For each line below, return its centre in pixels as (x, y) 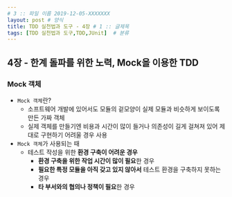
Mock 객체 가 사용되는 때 (48, 143)
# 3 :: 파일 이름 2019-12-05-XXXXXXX (59, 13)
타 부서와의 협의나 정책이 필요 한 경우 (86, 187)
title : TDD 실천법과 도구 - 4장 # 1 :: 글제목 (68, 26)
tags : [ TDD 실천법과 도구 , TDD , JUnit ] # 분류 (68, 33)
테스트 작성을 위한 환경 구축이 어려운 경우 (83, 152)
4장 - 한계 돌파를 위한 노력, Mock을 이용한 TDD (103, 63)
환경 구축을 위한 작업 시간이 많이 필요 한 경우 (96, 160)
